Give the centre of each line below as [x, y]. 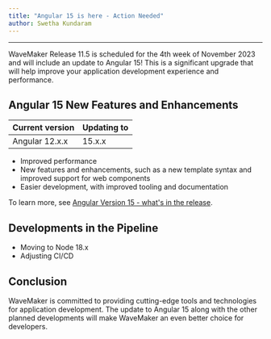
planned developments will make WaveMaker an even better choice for [126, 318]
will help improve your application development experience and [114, 71]
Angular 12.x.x [40, 141]
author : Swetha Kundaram [50, 23]
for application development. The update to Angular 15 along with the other [133, 309]
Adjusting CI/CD [47, 256]
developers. [28, 326]
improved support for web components [85, 178]
